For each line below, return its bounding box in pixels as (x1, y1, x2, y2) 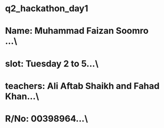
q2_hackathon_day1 (5, 3, 88, 14)
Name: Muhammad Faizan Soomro (5, 25, 149, 37)
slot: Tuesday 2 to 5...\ (5, 58, 99, 69)
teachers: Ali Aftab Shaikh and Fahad (5, 80, 160, 91)
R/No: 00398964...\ (5, 113, 88, 124)
